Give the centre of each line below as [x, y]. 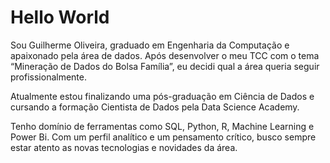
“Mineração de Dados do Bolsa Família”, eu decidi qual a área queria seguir [165, 66]
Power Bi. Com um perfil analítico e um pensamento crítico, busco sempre [163, 137]
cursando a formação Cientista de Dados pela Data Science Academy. [155, 107]
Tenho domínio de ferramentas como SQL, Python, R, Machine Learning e [162, 126]
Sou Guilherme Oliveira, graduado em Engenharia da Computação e [150, 45]
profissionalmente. [49, 77]
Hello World [60, 17]
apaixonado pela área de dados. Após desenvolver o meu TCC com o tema [165, 55]
